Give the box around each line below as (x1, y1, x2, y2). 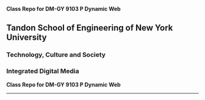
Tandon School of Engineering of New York (6, 23, 173, 33)
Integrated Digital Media (6, 67, 79, 76)
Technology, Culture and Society (6, 51, 106, 59)
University (6, 32, 47, 43)
